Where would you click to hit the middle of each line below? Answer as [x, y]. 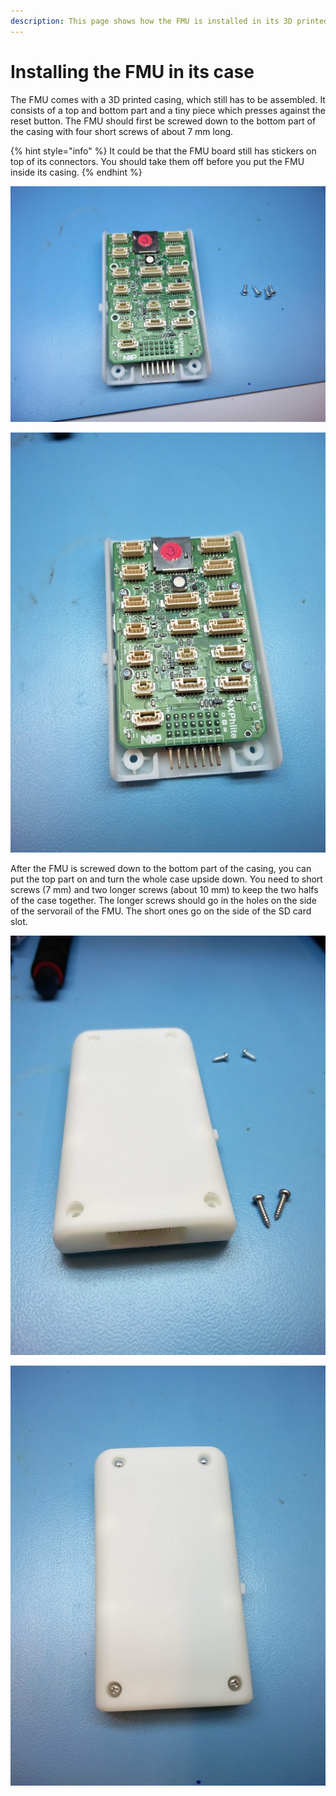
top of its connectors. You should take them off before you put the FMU [157, 161]
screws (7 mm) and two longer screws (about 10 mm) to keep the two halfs [164, 889]
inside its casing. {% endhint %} [76, 172]
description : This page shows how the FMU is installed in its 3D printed [169, 21]
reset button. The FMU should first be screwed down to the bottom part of [163, 121]
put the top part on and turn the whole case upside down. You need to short [166, 879]
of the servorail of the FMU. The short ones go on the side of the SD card [161, 911]
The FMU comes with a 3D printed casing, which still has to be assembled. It [168, 99]
